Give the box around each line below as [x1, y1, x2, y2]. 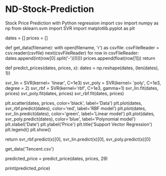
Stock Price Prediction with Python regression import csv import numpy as [5, 20, 159, 26]
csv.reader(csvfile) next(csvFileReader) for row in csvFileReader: [5, 50, 139, 56]
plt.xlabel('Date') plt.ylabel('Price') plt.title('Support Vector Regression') [5, 121, 152, 127]
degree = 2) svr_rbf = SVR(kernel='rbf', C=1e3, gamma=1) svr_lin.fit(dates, [5, 85, 159, 91]
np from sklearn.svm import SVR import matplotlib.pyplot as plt [5, 25, 135, 31]
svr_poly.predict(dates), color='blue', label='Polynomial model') [5, 116, 136, 122]
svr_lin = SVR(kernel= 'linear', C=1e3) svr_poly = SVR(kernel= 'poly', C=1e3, [5, 80, 161, 86]
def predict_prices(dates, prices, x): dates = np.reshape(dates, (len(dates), [5, 65, 159, 71]
